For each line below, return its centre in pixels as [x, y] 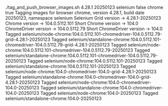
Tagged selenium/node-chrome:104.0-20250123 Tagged [99, 93]
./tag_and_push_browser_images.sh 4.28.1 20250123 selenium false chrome [84, 7]
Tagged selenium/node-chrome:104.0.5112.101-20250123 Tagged [95, 61]
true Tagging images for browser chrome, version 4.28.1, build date [75, 13]
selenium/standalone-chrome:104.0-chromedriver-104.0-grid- [87, 77]
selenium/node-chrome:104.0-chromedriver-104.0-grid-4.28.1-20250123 [81, 72]
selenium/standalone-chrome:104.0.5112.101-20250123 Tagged [71, 66]
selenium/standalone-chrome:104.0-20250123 [53, 98]
